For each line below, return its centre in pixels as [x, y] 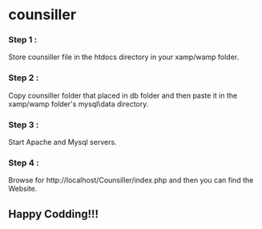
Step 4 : [24, 163]
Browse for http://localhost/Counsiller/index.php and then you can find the [131, 180]
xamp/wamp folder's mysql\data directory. [79, 104]
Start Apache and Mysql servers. [63, 143]
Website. [23, 189]
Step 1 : [23, 40]
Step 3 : [24, 124]
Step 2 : [24, 78]
